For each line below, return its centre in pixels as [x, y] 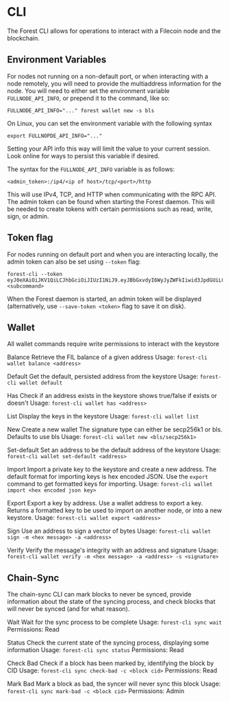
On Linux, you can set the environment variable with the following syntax [110, 123]
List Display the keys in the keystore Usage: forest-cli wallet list [103, 416]
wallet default [41, 383]
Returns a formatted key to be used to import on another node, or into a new [115, 510]
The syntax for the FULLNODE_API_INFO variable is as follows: [91, 169]
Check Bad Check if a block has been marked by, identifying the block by [111, 663]
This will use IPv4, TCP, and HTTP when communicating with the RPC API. [112, 194]
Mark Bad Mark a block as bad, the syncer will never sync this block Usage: [114, 684]
